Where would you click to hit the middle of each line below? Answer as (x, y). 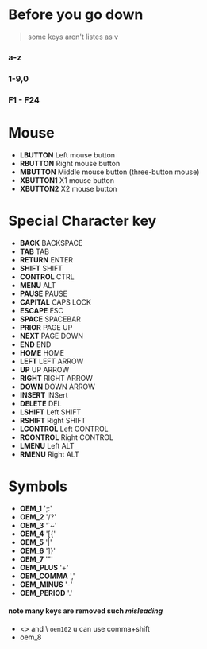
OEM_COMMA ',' (47, 576)
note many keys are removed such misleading (86, 611)
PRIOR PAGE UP (46, 327)
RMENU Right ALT (49, 454)
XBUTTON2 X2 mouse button (68, 188)
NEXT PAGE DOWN (52, 336)
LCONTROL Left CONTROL (64, 429)
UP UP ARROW (44, 369)
